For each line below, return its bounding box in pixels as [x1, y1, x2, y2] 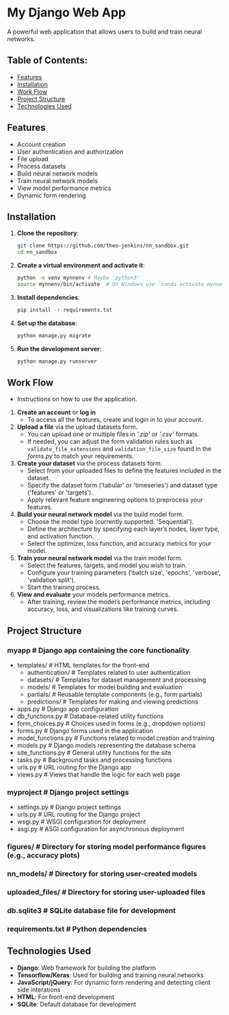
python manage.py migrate [16, 332, 91, 339]
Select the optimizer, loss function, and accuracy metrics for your [27, 540, 212, 548]
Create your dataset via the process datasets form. [16, 459, 163, 468]
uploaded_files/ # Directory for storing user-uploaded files [7, 887, 206, 897]
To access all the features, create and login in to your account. [27, 416, 204, 424]
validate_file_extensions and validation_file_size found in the [27, 444, 212, 453]
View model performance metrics [16, 184, 111, 192]
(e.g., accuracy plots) [7, 850, 80, 860]
